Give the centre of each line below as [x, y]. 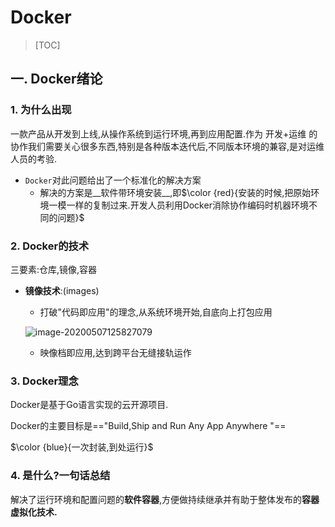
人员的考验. [34, 158]
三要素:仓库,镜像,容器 [54, 269]
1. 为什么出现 [41, 110]
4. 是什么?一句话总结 [60, 476]
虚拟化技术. [34, 512]
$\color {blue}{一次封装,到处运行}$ [82, 447]
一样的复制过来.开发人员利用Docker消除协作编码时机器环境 [187, 205]
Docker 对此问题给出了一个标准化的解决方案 [113, 180]
